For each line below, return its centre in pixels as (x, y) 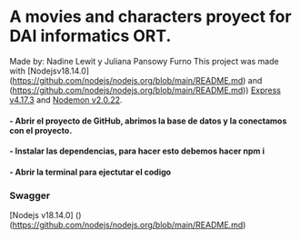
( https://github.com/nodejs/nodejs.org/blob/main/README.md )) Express (145, 90)
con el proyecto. (41, 130)
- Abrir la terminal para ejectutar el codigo (90, 172)
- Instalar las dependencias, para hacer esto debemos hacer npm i (137, 151)
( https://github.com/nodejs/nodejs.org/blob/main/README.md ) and (136, 80)
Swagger (30, 195)
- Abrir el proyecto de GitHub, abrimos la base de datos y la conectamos (148, 121)
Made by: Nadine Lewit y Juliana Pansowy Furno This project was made (144, 61)
